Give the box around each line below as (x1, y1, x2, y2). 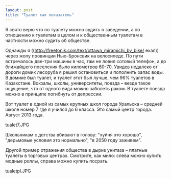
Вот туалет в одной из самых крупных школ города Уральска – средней (5, 101, 163, 107)
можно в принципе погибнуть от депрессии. (5, 91, 103, 97)
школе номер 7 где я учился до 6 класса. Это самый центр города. (5, 106, 152, 112)
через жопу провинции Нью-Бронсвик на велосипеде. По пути (5, 52, 143, 59)
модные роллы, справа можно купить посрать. (5, 157, 109, 164)
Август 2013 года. (5, 111, 44, 118)
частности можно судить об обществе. (5, 37, 91, 44)
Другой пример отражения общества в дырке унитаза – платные (5, 147, 148, 153)
